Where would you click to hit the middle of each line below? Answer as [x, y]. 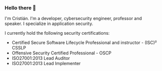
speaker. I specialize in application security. [49, 24]
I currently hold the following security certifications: [57, 33]
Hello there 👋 [20, 8]
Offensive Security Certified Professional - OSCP [61, 53]
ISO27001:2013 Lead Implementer [46, 64]
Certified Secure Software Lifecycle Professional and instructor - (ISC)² [84, 43]
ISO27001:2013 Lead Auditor [41, 58]
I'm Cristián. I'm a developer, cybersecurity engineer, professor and [73, 19]
